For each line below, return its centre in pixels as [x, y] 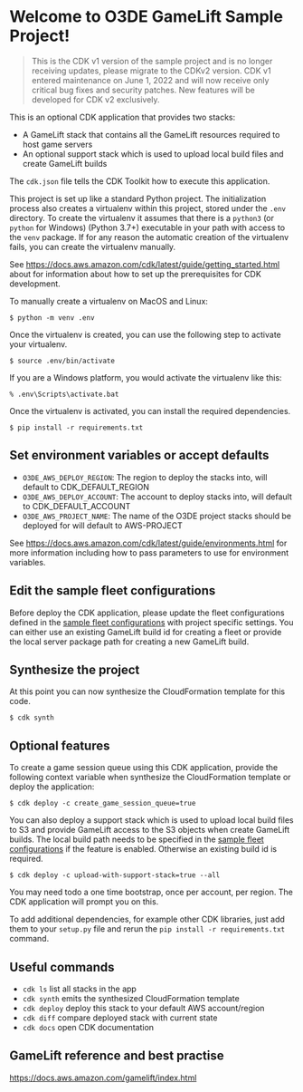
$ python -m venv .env [52, 318]
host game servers [57, 144]
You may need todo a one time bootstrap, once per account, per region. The [151, 892]
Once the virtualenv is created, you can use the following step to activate [146, 334]
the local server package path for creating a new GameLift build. [129, 642]
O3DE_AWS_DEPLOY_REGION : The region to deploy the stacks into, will [145, 477]
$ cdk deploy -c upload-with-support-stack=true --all [115, 875]
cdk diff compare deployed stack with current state [120, 1018]
